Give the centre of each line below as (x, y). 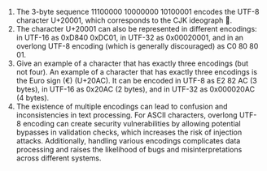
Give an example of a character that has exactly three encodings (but (132, 63)
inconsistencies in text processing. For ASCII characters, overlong (127, 115)
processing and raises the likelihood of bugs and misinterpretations (129, 150)
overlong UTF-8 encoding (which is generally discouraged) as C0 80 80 (137, 46)
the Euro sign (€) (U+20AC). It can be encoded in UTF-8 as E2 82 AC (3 (137, 81)
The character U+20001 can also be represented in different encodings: (137, 29)
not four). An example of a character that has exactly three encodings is (137, 72)
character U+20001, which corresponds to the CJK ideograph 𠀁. (124, 20)
